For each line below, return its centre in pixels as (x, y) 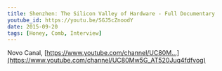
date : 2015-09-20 (33, 26)
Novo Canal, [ (27, 53)
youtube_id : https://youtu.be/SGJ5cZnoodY (70, 20)
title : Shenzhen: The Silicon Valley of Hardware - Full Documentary (111, 14)
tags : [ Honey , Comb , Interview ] (54, 33)
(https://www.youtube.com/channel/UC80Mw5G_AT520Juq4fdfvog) (106, 61)
